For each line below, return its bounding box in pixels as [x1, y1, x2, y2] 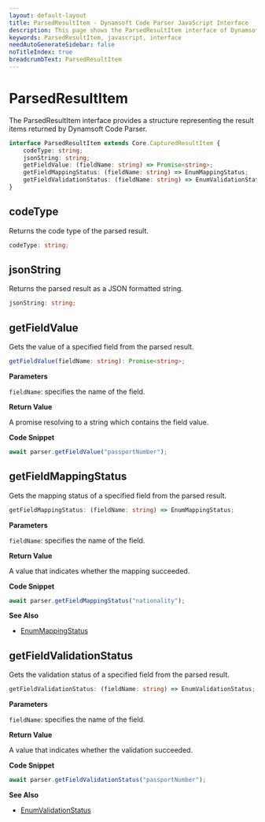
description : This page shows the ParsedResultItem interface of [9, 26, 227, 34]
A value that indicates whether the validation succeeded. [9, 745, 193, 755]
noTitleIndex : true [9, 48, 73, 56]
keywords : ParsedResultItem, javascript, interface [9, 33, 182, 42]
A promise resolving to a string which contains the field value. [9, 417, 209, 427]
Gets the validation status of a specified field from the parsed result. [9, 670, 230, 679]
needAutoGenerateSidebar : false [9, 41, 115, 49]
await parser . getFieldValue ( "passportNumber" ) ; [9, 448, 168, 456]
